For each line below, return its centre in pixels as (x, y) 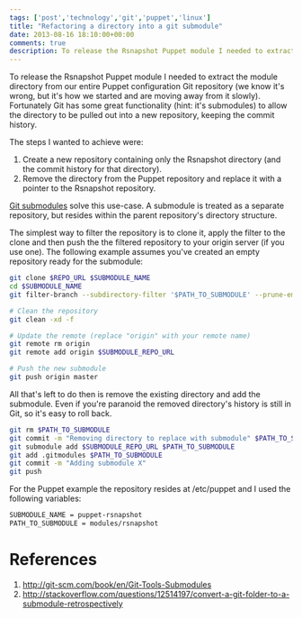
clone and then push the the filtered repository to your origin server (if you (147, 242)
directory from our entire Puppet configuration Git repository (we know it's (147, 86)
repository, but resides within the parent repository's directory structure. (143, 215)
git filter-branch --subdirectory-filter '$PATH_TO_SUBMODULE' (130, 295)
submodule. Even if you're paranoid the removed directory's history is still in (151, 404)
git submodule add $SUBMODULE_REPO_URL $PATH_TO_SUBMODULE (122, 447)
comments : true (38, 43)
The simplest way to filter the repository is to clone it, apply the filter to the (147, 233)
